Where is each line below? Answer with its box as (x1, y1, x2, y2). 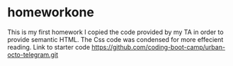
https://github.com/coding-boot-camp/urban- (91, 43, 225, 51)
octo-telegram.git (7, 50, 59, 59)
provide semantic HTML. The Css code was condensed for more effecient (7, 35, 224, 43)
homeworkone (7, 4, 94, 21)
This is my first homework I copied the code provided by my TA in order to (7, 28, 225, 36)
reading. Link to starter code (7, 43, 91, 51)
